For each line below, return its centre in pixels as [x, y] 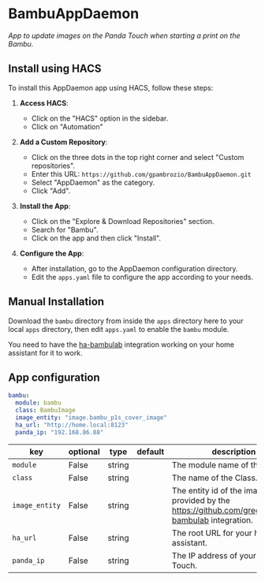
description [234, 452]
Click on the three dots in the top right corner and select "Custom [138, 157]
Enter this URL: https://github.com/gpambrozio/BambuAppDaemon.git [141, 173]
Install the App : [45, 206]
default [151, 452]
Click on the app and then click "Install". [96, 238]
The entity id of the [207, 490]
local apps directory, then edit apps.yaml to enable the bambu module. [119, 329]
